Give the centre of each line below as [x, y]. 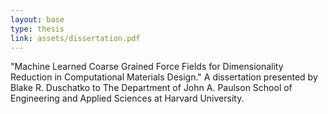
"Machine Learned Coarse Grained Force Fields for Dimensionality [147, 67]
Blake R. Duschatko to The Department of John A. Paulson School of [151, 88]
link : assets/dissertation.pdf [75, 38]
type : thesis [37, 29]
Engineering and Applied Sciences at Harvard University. [127, 98]
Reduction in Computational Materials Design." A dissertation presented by [164, 77]
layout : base [37, 19]
